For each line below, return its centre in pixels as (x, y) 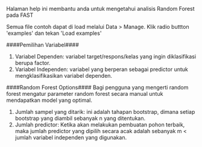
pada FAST (20, 15)
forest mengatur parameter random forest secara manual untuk (85, 94)
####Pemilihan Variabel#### (43, 45)
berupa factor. (33, 63)
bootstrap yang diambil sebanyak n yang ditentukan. (80, 118)
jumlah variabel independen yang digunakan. (71, 137)
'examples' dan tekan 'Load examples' (54, 33)
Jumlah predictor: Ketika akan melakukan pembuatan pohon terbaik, (100, 125)
